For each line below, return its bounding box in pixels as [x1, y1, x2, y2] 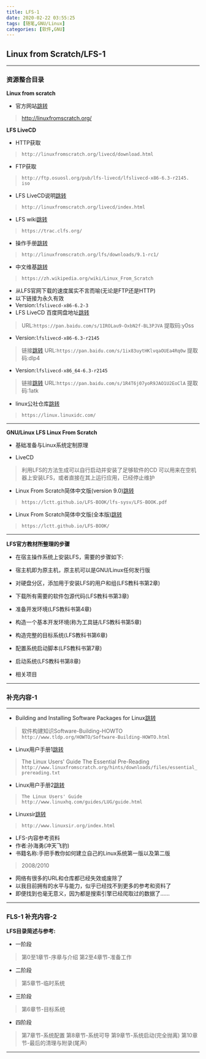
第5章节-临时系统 [21, 979, 66, 987]
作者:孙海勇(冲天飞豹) [15, 841, 70, 849]
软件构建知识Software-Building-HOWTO [21, 727, 123, 735]
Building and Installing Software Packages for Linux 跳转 [15, 714, 156, 721]
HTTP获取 [15, 139, 41, 147]
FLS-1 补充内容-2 [6, 912, 57, 920]
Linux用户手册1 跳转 [15, 746, 64, 753]
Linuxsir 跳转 [15, 810, 47, 817]
